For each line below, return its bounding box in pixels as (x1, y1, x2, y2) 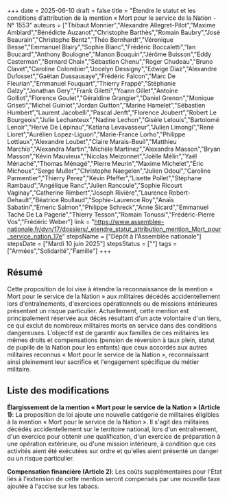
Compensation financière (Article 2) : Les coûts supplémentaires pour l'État (7, 467, 222, 476)
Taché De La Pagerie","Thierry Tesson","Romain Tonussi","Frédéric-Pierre (7, 210, 215, 219)
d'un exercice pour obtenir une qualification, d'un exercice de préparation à (7, 432, 221, 440)
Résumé (7, 267, 43, 278)
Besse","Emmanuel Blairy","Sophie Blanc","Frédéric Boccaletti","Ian (7, 43, 196, 51)
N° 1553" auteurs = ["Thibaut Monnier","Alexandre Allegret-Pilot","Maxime (7, 21, 216, 29)
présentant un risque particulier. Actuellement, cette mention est (7, 306, 189, 315)
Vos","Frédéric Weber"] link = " (7, 218, 95, 226)
